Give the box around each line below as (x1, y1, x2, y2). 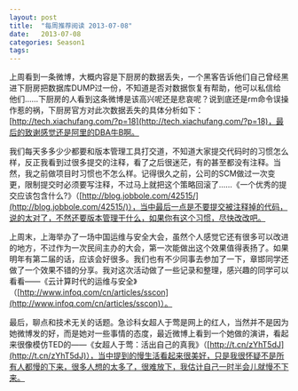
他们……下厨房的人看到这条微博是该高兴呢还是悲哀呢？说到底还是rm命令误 (9, 94, 281, 105)
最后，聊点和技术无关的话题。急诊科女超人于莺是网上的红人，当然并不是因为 (9, 317, 289, 328)
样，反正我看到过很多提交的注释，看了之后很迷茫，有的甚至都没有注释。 (9, 157, 273, 168)
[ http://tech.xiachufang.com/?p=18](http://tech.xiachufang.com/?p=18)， (9, 116, 277, 127)
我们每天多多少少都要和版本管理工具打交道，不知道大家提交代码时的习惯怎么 (9, 146, 289, 156)
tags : (9, 46, 29, 55)
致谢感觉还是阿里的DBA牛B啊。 (24, 127, 140, 138)
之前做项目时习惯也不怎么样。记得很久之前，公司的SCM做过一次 (32, 168, 268, 179)
